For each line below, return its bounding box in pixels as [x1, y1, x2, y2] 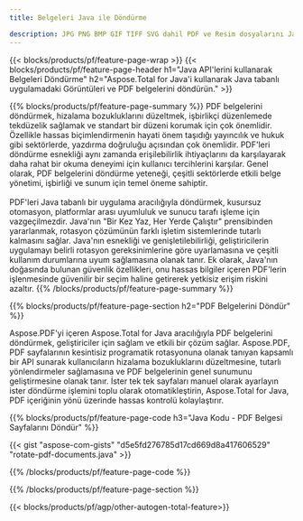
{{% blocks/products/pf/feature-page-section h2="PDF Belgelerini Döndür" [9, 300, 291, 312]
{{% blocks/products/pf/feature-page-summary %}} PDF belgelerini [9, 100, 263, 111]
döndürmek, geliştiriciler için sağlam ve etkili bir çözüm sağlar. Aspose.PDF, [9, 337, 290, 348]
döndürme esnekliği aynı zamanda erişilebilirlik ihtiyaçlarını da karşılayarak [9, 148, 287, 159]
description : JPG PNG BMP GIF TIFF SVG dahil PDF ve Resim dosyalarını [9, 29, 284, 39]
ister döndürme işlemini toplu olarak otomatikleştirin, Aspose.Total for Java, [9, 385, 289, 395]
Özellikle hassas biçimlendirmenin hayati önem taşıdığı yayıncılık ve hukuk [9, 129, 285, 140]
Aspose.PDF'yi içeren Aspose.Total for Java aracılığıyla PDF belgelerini [9, 327, 273, 339]
